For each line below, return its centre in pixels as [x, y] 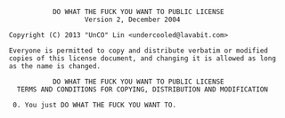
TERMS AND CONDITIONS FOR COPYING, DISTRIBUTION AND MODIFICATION [142, 90]
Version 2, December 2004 [132, 20]
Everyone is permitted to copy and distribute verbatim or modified [138, 51]
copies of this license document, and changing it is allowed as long [142, 59]
